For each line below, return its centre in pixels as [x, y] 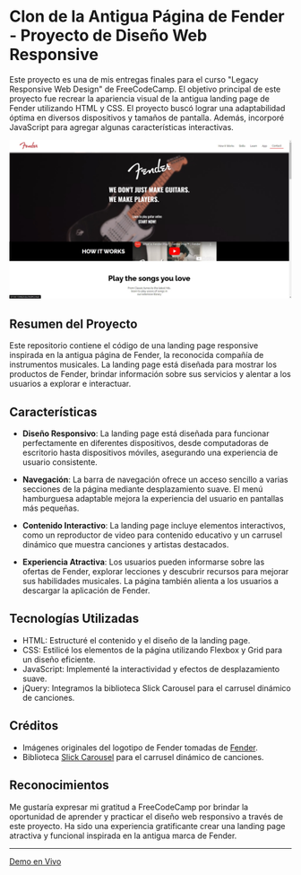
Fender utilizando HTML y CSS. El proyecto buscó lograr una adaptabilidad [147, 108]
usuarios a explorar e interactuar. [70, 384]
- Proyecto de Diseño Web [108, 35]
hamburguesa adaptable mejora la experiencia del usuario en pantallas [153, 499]
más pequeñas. [51, 508]
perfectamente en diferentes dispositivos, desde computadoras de [145, 443]
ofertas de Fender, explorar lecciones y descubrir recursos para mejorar [155, 572]
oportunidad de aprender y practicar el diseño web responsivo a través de [146, 816]
